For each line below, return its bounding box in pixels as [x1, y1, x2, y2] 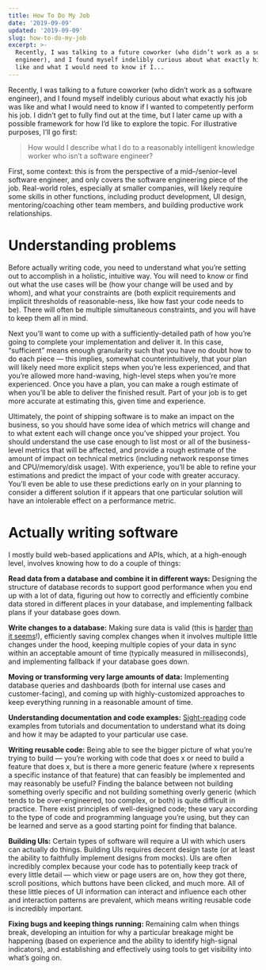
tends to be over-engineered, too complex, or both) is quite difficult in [8, 795, 236, 805]
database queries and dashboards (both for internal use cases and [8, 680, 226, 690]
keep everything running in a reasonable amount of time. [8, 697, 193, 706]
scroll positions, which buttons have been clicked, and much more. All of [8, 878, 245, 887]
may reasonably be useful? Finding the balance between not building [8, 779, 234, 788]
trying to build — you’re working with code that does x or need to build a [8, 753, 245, 763]
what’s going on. [8, 953, 62, 962]
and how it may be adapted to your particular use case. [8, 729, 188, 739]
